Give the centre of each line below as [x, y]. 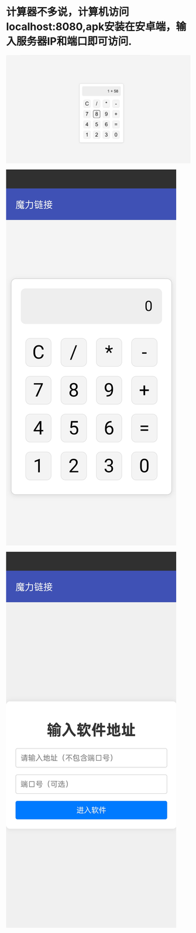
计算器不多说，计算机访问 [68, 12]
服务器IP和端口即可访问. [74, 41]
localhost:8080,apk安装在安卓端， [91, 27]
